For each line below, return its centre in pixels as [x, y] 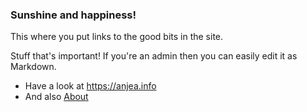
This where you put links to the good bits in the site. [117, 37]
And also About [56, 97]
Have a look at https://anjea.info [90, 86]
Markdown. [33, 67]
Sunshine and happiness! [73, 15]
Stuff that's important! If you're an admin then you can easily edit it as [154, 56]
